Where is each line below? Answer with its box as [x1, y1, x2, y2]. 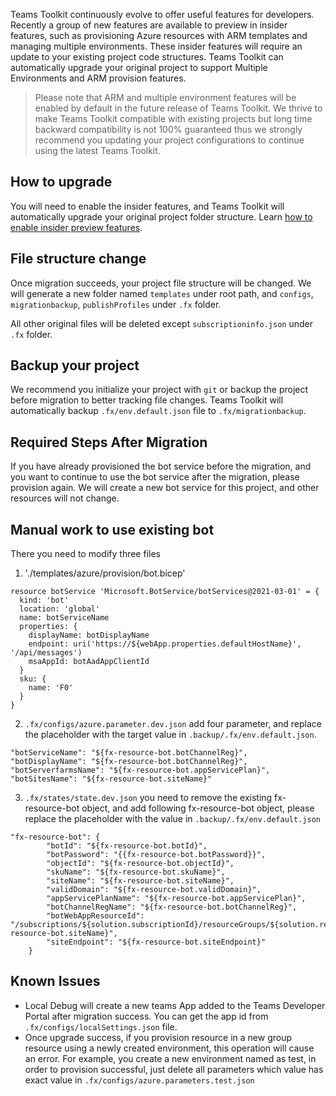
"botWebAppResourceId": [46, 911, 145, 921]
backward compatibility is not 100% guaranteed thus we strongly [34, 124, 303, 135]
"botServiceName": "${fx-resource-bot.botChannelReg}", [10, 748, 248, 758]
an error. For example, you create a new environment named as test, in [24, 1052, 317, 1064]
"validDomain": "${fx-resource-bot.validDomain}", [46, 885, 262, 895]
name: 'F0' [28, 683, 74, 693]
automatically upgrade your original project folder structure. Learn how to [10, 210, 313, 223]
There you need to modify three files [10, 548, 161, 560]
